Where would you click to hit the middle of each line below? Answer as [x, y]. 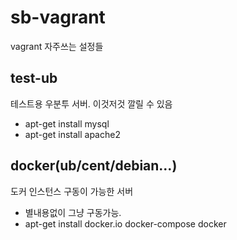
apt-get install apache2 [72, 134]
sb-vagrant [58, 17]
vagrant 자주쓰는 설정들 [57, 46]
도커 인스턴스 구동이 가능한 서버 [72, 191]
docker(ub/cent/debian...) [94, 166]
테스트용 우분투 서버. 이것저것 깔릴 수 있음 [91, 103]
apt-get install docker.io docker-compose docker [125, 223]
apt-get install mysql [67, 123]
